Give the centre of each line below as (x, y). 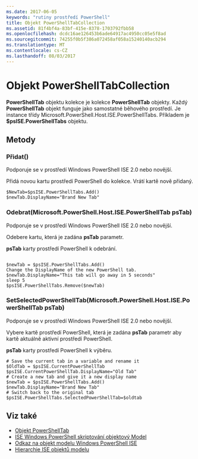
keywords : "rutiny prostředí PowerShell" (58, 17)
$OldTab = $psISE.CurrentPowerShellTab (56, 366)
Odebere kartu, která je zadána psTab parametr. (65, 237)
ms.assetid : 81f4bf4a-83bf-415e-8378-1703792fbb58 (70, 28)
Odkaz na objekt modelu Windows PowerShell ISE (76, 443)
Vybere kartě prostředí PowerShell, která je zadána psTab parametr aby (94, 332)
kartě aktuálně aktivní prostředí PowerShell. (59, 339)
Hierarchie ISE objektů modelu (52, 449)
